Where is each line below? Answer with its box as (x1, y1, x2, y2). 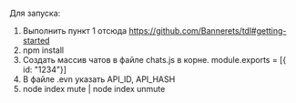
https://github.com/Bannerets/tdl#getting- (128, 26, 287, 36)
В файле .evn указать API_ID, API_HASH (22, 74, 176, 85)
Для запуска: (9, 8, 61, 18)
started (22, 36, 50, 46)
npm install (22, 45, 65, 56)
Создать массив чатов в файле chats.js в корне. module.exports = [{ (22, 55, 287, 65)
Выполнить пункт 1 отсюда (22, 26, 128, 36)
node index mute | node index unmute (22, 84, 166, 94)
